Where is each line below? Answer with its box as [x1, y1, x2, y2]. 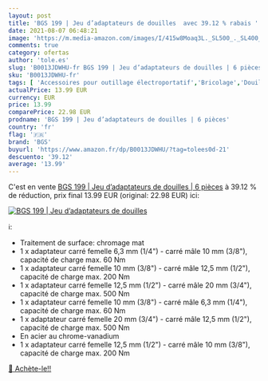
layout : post [8, 11, 52, 20]
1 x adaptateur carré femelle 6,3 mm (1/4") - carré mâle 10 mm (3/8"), [19, 247, 248, 256]
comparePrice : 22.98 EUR [8, 109, 91, 117]
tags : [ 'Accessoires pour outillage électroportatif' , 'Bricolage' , [8, 78, 241, 86]
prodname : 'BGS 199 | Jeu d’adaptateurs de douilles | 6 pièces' [8, 116, 230, 124]
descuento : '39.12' [8, 153, 73, 161]
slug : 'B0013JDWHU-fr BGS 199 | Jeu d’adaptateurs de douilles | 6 [8, 64, 238, 72]
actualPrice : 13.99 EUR [8, 85, 88, 94]
